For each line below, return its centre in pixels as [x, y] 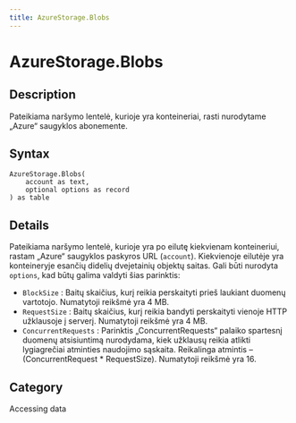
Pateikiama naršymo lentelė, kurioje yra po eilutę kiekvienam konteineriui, [144, 247]
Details [29, 225]
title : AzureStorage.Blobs [59, 17]
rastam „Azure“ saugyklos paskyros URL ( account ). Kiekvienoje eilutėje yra [147, 257]
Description [42, 95]
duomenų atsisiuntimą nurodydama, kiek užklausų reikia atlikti [136, 340]
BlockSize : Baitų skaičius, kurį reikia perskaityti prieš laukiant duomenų [154, 292]
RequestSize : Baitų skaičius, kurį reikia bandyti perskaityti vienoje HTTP [155, 312]
